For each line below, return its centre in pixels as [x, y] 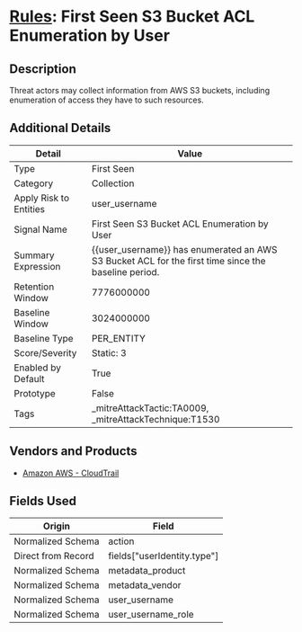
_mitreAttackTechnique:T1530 [155, 419]
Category [34, 183]
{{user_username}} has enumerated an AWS [184, 249]
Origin [57, 526]
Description [43, 69]
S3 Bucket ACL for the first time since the [179, 261]
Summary [35, 255]
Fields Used [43, 501]
